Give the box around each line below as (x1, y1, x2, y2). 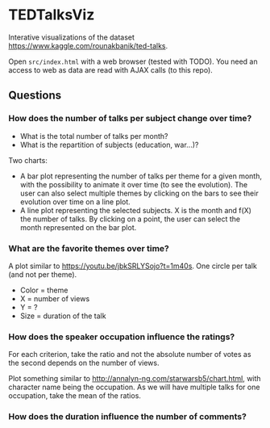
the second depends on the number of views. (8, 358, 160, 368)
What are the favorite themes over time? (8, 242, 169, 254)
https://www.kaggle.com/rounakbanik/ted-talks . (8, 40, 168, 50)
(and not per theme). (8, 269, 77, 279)
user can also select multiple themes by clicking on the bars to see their (19, 188, 260, 198)
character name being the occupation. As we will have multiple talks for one (8, 382, 260, 392)
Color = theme (19, 285, 69, 295)
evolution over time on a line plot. (19, 196, 131, 207)
